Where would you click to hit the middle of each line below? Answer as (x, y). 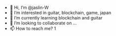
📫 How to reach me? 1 (33, 28)
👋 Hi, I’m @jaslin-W (29, 8)
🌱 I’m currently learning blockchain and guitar (56, 18)
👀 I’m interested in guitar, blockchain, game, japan (60, 13)
